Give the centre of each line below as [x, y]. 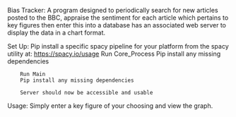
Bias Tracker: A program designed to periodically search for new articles [113, 10]
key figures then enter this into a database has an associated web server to [117, 25]
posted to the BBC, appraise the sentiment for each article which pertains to [118, 18]
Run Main [33, 74]
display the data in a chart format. [57, 32]
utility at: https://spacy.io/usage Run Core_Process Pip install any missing [114, 54]
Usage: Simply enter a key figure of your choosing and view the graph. [110, 106]
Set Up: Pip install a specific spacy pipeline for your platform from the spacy [118, 46]
